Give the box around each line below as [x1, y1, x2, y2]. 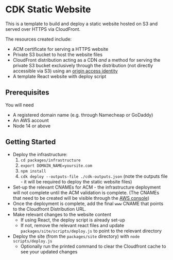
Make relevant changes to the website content [12, 211, 112, 217]
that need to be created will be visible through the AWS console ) [12, 195, 150, 201]
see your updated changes [20, 248, 78, 255]
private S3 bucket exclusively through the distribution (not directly [12, 62, 153, 68]
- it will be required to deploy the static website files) [20, 178, 132, 184]
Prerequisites [5, 88, 49, 97]
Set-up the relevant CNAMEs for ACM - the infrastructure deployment [12, 184, 161, 190]
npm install [20, 169, 46, 174]
